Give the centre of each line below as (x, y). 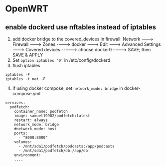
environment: (28, 155)
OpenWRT (27, 9)
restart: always (31, 120)
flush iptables (26, 66)
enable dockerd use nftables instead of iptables (81, 27)
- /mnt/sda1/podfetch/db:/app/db (53, 151)
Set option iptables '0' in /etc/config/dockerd (61, 60)
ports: (21, 133)
